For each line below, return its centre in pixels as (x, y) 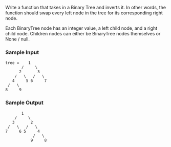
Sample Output (24, 103)
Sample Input (22, 52)
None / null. (17, 39)
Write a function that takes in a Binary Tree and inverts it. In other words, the (86, 7)
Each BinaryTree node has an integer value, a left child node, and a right (81, 28)
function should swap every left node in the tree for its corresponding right (84, 13)
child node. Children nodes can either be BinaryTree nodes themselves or (83, 34)
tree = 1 (18, 63)
